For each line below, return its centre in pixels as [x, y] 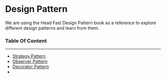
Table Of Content [26, 40]
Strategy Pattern [29, 56]
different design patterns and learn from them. [52, 28]
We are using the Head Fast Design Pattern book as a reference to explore [81, 23]
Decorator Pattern [31, 67]
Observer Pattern [30, 61]
